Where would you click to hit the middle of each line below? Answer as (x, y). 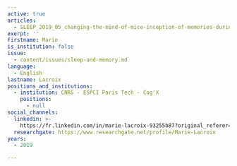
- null (36, 106)
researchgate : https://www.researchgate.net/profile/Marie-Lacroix (115, 132)
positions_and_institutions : (50, 86)
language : (22, 66)
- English (28, 73)
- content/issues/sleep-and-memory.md (71, 60)
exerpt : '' (23, 34)
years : (17, 138)
